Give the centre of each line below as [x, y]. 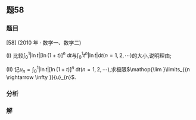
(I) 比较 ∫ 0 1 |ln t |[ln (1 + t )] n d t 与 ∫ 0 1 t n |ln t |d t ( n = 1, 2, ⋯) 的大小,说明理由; [89, 56]
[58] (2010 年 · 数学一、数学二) [44, 42]
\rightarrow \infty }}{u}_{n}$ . [41, 77]
